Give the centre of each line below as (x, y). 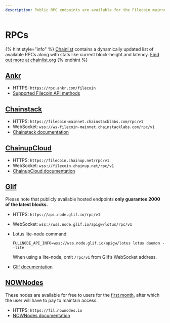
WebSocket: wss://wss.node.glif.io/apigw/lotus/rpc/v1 (72, 224)
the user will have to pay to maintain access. (51, 300)
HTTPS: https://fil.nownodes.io (47, 310)
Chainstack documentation (41, 132)
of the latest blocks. (27, 204)
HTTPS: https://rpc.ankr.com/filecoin (54, 88)
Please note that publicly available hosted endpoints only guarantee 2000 (83, 199)
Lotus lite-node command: (40, 234)
